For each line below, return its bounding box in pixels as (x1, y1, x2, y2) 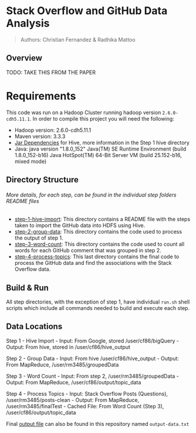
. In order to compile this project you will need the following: (29, 115, 174, 122)
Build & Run (6, 282, 49, 292)
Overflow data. (14, 266, 51, 273)
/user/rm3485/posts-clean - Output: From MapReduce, (6, 396, 140, 404)
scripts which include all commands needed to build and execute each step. (6, 305, 190, 312)
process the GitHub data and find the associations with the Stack (14, 259, 172, 267)
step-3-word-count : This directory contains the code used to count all (14, 241, 185, 248)
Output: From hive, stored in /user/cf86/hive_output (6, 343, 131, 351)
